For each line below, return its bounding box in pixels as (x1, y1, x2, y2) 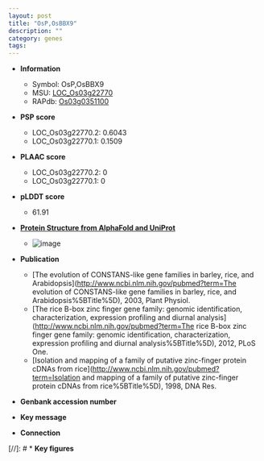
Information (19, 64, 61, 73)
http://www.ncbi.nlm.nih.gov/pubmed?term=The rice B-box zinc (35, 322, 247, 331)
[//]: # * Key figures (8, 444, 74, 454)
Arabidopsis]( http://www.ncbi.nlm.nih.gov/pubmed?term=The (31, 279, 237, 289)
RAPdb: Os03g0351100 (31, 97, 109, 106)
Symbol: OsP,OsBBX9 (31, 80, 105, 89)
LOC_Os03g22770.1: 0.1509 (31, 136, 123, 146)
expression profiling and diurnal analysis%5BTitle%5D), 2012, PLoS (31, 338, 256, 348)
